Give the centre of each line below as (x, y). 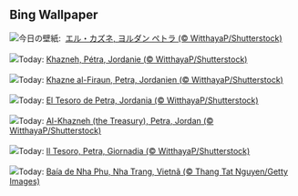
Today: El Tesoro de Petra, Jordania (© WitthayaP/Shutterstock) (139, 100)
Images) (25, 181)
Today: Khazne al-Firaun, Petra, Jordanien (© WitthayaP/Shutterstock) (151, 79)
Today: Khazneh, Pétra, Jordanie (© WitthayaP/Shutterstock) (133, 59)
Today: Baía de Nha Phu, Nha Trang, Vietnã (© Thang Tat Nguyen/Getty (154, 171)
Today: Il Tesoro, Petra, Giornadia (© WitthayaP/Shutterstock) (134, 150)
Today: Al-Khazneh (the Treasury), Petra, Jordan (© (116, 120)
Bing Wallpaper (54, 15)
